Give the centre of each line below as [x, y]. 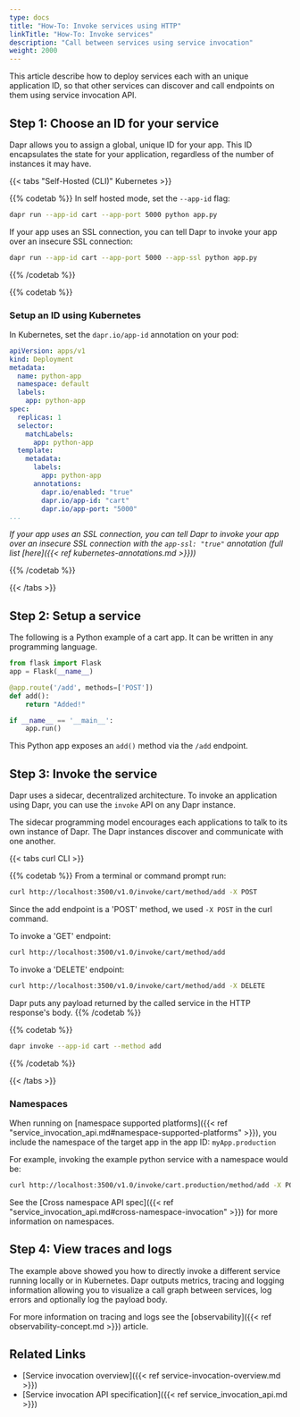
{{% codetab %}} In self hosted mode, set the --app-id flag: [120, 198]
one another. [33, 842]
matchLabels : [50, 434]
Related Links [48, 1354]
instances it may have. [50, 163]
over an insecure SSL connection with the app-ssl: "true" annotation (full [146, 544]
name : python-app [50, 376]
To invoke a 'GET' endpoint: [60, 935]
